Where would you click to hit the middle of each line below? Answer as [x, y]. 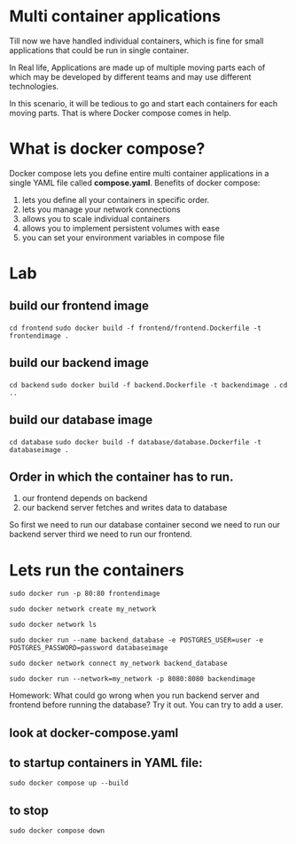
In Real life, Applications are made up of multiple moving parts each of [137, 67]
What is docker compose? [107, 149]
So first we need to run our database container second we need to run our [145, 525]
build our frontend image [79, 306]
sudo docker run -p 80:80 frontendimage [85, 594]
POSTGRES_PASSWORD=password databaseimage [89, 648]
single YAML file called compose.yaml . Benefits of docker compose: [135, 183]
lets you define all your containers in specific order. [116, 199]
